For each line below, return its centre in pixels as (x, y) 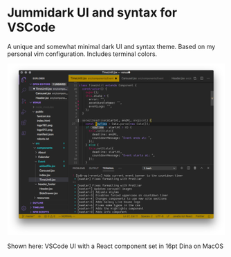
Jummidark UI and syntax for (92, 13)
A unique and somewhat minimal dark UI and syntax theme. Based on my (111, 46)
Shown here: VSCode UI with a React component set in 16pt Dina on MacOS (115, 246)
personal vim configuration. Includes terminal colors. (82, 54)
